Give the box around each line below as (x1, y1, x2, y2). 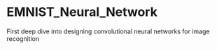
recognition (6, 34, 40, 42)
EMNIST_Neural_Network (6, 4, 158, 20)
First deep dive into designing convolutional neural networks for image (6, 27, 210, 35)
